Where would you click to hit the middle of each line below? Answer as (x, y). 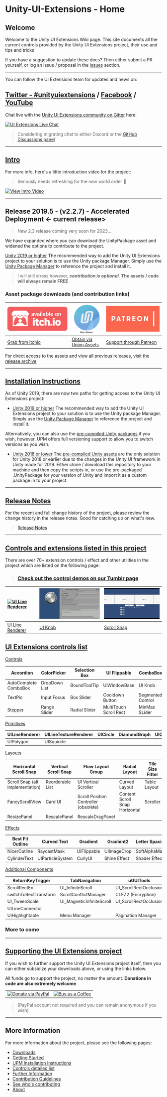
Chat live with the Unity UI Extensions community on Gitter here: (71, 115)
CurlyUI (85, 858)
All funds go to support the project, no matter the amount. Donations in (78, 978)
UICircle (106, 735)
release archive (21, 361)
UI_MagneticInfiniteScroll (85, 901)
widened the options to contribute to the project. (55, 246)
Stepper (15, 710)
